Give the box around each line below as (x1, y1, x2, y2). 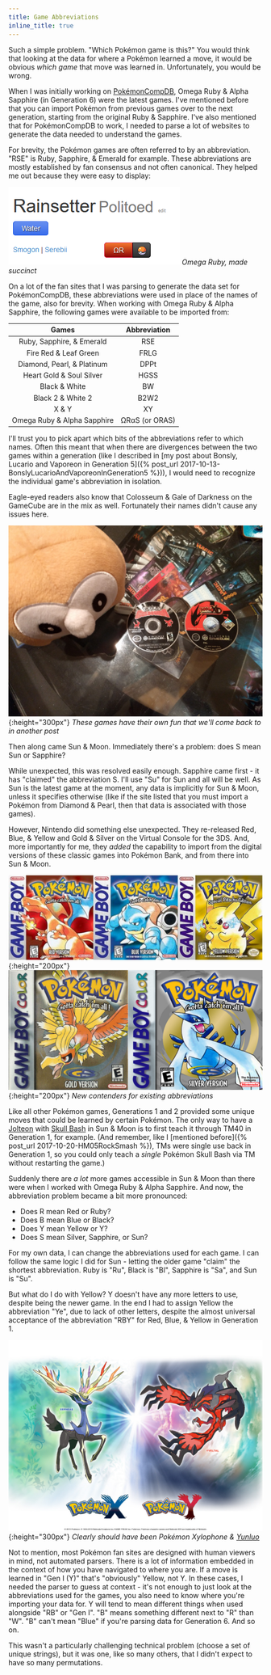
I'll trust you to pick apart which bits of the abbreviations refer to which (8, 433, 244, 443)
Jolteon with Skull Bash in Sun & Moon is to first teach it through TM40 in (8, 1124, 252, 1133)
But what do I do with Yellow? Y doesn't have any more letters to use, (8, 1289, 239, 1299)
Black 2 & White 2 (33, 393, 93, 403)
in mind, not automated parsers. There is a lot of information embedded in (8, 1556, 254, 1566)
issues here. (8, 509, 49, 519)
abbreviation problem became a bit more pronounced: (8, 1191, 188, 1200)
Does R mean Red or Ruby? (19, 1207, 111, 1217)
